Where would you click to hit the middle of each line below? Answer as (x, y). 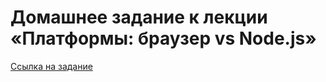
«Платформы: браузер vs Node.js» (163, 38)
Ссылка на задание (51, 66)
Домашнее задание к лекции (139, 17)
